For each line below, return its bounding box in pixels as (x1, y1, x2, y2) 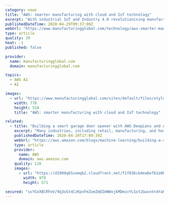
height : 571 (23, 180, 49, 185)
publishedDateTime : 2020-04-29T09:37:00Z (5, 21, 94, 27)
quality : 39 (5, 36, 30, 41)
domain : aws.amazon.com (18, 157, 69, 162)
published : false (5, 45, 42, 50)
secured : (5, 189, 24, 194)
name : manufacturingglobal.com (10, 59, 75, 64)
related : (5, 119, 24, 124)
